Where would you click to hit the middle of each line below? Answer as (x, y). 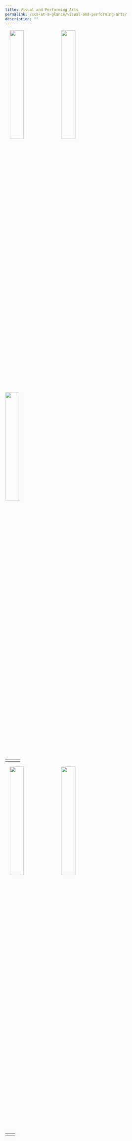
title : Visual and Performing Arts (42, 10)
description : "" (22, 19)
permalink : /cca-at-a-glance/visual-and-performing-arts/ (66, 14)
